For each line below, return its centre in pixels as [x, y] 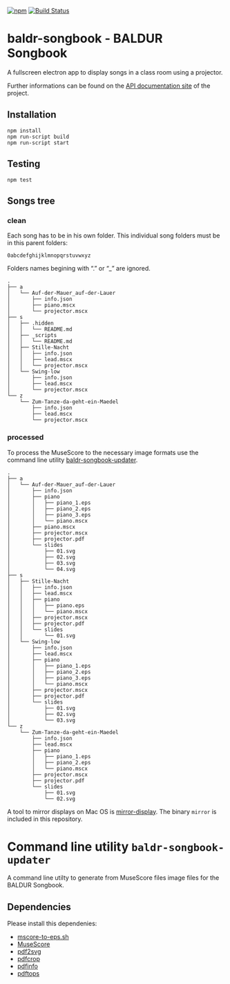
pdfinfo [27, 966]
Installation [32, 115]
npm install [24, 131]
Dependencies [39, 907]
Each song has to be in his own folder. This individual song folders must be [114, 235]
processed [26, 437]
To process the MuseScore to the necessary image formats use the [103, 452]
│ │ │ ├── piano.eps [46, 605]
